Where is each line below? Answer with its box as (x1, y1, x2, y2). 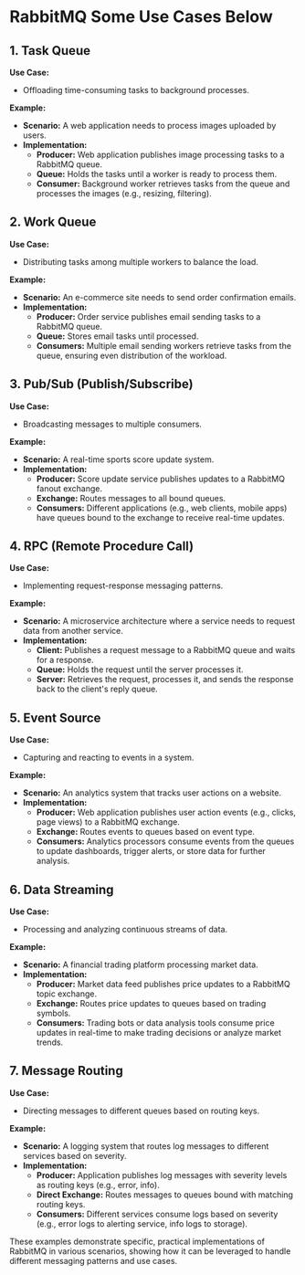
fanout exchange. (36, 482, 103, 494)
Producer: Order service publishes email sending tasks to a (36, 311, 261, 321)
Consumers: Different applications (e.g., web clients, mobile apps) (36, 502, 288, 513)
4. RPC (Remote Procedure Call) (9, 539, 195, 554)
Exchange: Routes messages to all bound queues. (36, 492, 226, 503)
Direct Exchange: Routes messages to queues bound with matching (36, 1189, 294, 1200)
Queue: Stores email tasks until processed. (36, 331, 199, 342)
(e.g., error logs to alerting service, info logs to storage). (36, 1217, 248, 1229)
